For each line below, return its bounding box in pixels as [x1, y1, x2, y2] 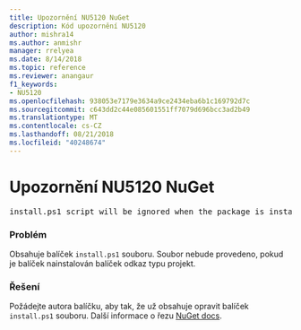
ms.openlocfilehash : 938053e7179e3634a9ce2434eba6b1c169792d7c [9, 96, 251, 106]
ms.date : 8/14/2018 [9, 55, 82, 64]
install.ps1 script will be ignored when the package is [9, 206, 265, 216]
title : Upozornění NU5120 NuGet [9, 13, 130, 22]
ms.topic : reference [9, 64, 87, 73]
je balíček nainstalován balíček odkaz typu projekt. [9, 257, 196, 269]
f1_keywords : [9, 80, 58, 89]
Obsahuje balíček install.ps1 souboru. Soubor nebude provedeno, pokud [9, 248, 284, 259]
